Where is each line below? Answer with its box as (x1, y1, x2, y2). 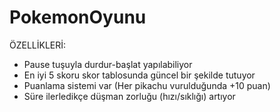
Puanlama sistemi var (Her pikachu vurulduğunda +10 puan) (23, 79, 271, 91)
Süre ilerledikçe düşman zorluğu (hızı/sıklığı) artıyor (23, 90, 236, 102)
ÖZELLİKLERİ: (9, 39, 67, 51)
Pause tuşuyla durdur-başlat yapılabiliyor (23, 58, 193, 70)
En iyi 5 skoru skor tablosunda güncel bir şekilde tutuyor (23, 69, 256, 81)
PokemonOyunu (9, 6, 147, 29)
